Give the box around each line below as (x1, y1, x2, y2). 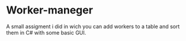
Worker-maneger (6, 4, 94, 17)
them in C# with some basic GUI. (6, 29, 86, 36)
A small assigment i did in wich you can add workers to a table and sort (6, 23, 180, 30)
